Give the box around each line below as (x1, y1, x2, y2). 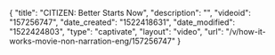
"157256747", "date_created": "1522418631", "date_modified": (9, 17, 236, 27)
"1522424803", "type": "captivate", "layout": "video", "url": (9, 27, 224, 36)
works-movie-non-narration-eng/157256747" (9, 35, 176, 46)
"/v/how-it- (225, 27, 267, 36)
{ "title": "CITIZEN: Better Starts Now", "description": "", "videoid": (9, 8, 252, 18)
